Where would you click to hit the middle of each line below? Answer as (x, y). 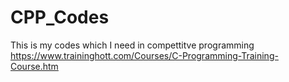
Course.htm (34, 66)
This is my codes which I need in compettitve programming (132, 45)
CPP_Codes (60, 17)
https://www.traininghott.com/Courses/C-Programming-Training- (144, 55)
